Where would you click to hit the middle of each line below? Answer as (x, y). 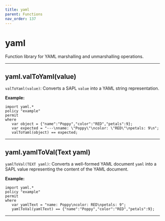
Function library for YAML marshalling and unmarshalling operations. (74, 56)
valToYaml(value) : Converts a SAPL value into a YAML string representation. (82, 88)
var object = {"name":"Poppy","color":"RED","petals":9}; (72, 124)
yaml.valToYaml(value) (41, 76)
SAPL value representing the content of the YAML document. (67, 169)
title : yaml (17, 10)
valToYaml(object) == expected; (45, 133)
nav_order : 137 (21, 19)
